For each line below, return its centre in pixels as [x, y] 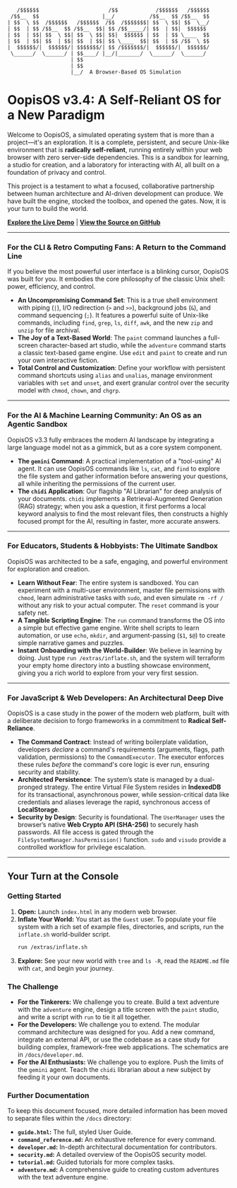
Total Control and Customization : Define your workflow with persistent [121, 368]
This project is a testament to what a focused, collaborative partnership [111, 186]
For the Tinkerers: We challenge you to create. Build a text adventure [119, 1002]
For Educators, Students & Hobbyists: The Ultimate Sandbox [113, 546]
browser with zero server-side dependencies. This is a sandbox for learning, [118, 157]
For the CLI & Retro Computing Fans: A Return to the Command [117, 247]
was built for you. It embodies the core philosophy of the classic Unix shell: [116, 279]
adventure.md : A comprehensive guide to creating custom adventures [118, 1170]
